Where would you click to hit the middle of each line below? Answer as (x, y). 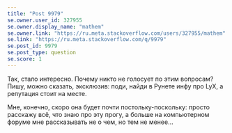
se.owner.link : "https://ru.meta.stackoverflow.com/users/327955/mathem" (117, 33)
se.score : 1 (24, 59)
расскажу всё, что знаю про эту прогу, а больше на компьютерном (108, 114)
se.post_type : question (42, 53)
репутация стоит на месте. (47, 93)
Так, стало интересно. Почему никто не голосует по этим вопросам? (110, 79)
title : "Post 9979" (36, 14)
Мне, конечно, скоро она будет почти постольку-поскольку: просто (109, 107)
